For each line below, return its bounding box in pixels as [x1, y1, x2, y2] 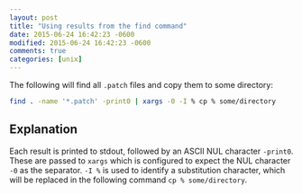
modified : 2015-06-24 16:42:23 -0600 [9, 38, 151, 48]
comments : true [9, 47, 67, 56]
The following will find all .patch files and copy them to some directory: [9, 80, 273, 90]
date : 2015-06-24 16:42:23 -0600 [9, 30, 135, 39]
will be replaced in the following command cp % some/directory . [9, 174, 248, 185]
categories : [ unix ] [9, 55, 83, 64]
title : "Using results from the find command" [9, 22, 188, 31]
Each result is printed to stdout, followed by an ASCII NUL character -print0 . [9, 145, 294, 156]
